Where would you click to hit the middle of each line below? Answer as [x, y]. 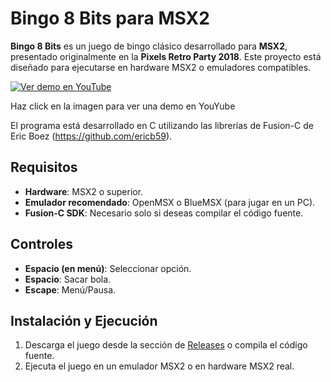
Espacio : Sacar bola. [68, 279]
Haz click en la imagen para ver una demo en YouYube [123, 106]
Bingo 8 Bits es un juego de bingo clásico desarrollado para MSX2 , [149, 46]
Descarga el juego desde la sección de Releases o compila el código [166, 345]
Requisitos [44, 167]
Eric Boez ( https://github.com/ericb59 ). [91, 136]
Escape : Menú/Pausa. [70, 289]
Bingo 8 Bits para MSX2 [110, 18]
